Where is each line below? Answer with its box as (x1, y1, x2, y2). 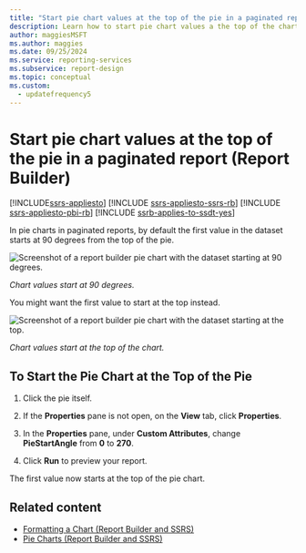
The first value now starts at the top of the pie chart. (9, 473, 206, 484)
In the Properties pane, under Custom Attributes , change (22, 428, 241, 439)
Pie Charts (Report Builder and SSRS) (22, 534, 163, 545)
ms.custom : (9, 81, 51, 90)
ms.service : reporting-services (9, 56, 132, 65)
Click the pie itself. (22, 393, 93, 404)
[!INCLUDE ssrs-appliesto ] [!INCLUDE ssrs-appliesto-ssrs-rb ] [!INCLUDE (9, 198, 280, 209)
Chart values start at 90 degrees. (9, 280, 135, 291)
